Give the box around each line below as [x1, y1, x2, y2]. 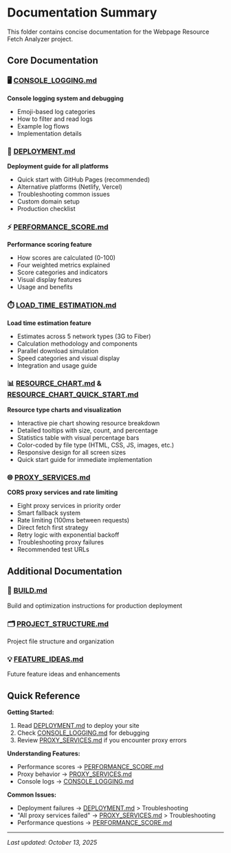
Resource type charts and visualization [7, 406, 122, 414]
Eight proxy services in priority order [16, 502, 122, 510]
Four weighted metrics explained [16, 261, 110, 269]
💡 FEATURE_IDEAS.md [7, 654, 84, 664]
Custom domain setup [16, 197, 80, 206]
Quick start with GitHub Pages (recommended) [16, 175, 150, 184]
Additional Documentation [7, 565, 122, 577]
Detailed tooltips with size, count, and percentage [16, 426, 158, 434]
